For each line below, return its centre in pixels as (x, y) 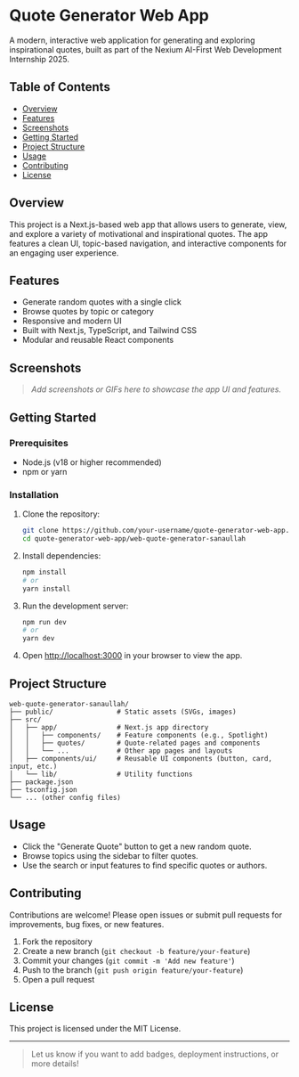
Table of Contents (60, 87)
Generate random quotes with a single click (102, 302)
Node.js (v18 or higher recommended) (92, 462)
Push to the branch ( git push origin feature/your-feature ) (133, 970)
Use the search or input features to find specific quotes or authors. (145, 865)
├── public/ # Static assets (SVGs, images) (123, 712)
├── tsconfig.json (43, 789)
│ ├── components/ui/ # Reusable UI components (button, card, (141, 758)
